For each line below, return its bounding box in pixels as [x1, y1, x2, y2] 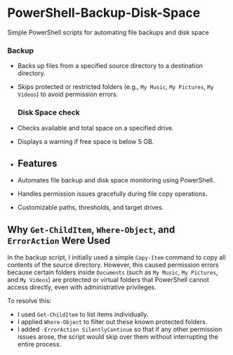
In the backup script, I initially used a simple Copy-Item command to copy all [7, 253, 226, 262]
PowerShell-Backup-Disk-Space [7, 5, 201, 21]
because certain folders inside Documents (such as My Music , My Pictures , [7, 268, 218, 276]
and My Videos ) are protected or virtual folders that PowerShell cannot [7, 276, 209, 284]
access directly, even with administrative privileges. [7, 283, 157, 292]
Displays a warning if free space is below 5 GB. [17, 137, 154, 145]
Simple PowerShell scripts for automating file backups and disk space [7, 28, 209, 36]
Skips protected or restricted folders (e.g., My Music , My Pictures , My [17, 83, 214, 91]
